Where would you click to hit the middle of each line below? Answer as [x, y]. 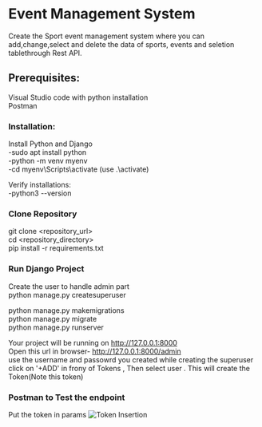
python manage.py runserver [56, 327]
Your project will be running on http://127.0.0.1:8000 [93, 342]
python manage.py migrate [53, 318]
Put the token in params [48, 414]
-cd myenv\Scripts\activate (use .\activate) [79, 169]
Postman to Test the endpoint [67, 397]
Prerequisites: [44, 78]
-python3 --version [40, 193]
